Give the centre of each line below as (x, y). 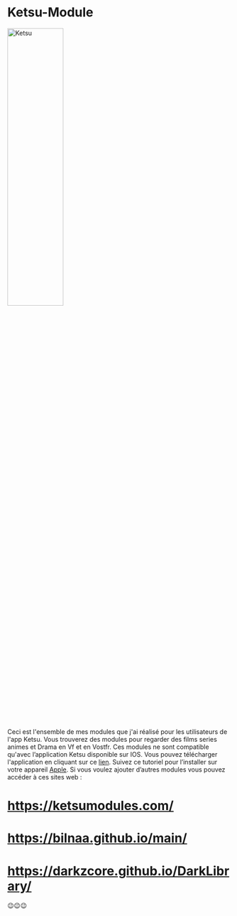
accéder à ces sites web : (45, 777)
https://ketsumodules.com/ (90, 806)
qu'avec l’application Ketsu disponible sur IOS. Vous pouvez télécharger (112, 754)
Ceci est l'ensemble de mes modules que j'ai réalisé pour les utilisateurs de (117, 731)
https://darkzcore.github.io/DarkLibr (118, 871)
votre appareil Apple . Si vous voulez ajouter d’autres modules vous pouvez (116, 769)
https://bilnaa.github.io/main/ (97, 838)
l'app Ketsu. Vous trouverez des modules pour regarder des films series (112, 739)
